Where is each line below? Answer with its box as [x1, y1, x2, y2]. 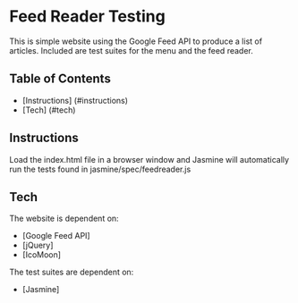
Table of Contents [9, 72, 112, 87]
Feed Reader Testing [9, 6, 166, 27]
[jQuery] [21, 240, 54, 251]
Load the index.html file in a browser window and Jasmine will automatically [9, 154, 289, 164]
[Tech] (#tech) [21, 105, 76, 115]
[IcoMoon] [21, 249, 61, 260]
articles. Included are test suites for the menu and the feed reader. [9, 45, 253, 55]
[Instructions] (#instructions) [21, 95, 128, 105]
